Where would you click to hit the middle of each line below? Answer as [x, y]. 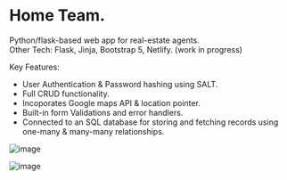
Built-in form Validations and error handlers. [102, 112]
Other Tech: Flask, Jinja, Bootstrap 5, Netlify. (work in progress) [126, 49]
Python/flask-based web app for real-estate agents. [105, 40]
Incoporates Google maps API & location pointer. [111, 102]
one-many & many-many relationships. [93, 131]
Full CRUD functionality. [66, 94]
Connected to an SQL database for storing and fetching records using [150, 122]
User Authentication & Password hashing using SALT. [120, 84]
